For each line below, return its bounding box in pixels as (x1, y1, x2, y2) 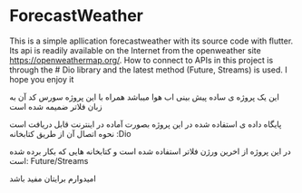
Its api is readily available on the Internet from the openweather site (9, 44, 261, 55)
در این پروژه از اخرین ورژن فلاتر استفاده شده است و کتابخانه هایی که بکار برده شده (9, 146, 292, 157)
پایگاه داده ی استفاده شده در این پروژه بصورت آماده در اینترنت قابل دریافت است (9, 119, 282, 130)
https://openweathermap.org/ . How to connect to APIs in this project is (9, 54, 274, 65)
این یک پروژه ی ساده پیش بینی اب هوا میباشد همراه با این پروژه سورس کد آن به (9, 92, 279, 102)
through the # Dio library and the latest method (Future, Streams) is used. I (9, 64, 287, 75)
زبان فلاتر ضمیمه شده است (9, 101, 102, 111)
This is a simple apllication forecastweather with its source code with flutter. (9, 35, 294, 46)
